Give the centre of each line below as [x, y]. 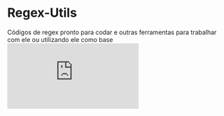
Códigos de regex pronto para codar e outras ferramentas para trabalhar [112, 32]
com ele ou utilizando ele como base [60, 39]
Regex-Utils [42, 13]
